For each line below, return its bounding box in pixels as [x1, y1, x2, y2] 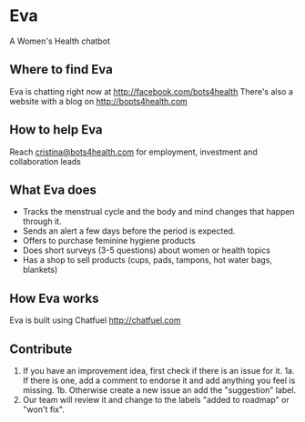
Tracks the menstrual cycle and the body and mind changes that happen [22, 206, 295, 217]
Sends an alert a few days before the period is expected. [22, 226, 236, 236]
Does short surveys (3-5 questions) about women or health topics [22, 245, 271, 256]
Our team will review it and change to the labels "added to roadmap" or [22, 395, 290, 405]
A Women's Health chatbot [9, 35, 111, 46]
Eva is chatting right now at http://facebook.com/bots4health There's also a [9, 85, 294, 96]
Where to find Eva [9, 62, 114, 77]
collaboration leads [9, 156, 82, 166]
